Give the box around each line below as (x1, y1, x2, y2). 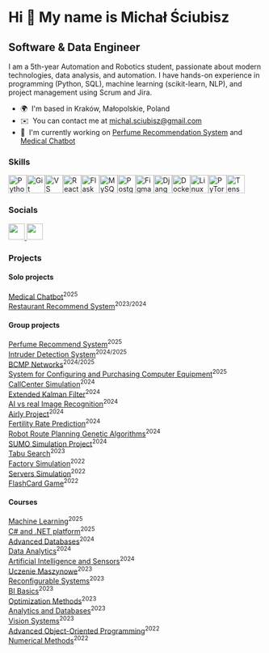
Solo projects (8, 272, 54, 282)
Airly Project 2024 (8, 407, 65, 418)
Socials (8, 205, 38, 216)
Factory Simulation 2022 (8, 457, 86, 469)
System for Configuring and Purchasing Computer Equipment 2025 (8, 368, 228, 379)
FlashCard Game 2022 (8, 477, 79, 489)
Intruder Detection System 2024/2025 (8, 348, 128, 359)
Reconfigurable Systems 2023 (8, 575, 105, 586)
